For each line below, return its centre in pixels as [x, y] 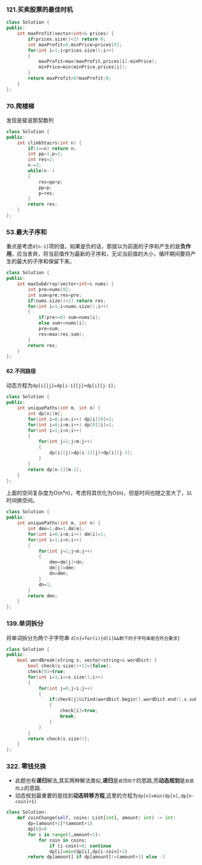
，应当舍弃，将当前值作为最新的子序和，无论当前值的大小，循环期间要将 [101, 254]
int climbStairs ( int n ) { [50, 143]
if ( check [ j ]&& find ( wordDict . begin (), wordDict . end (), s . [119, 700]
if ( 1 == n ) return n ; [52, 149]
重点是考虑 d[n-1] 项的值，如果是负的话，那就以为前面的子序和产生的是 [93, 246]
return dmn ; [43, 596]
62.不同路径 [21, 371]
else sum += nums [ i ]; [63, 323]
